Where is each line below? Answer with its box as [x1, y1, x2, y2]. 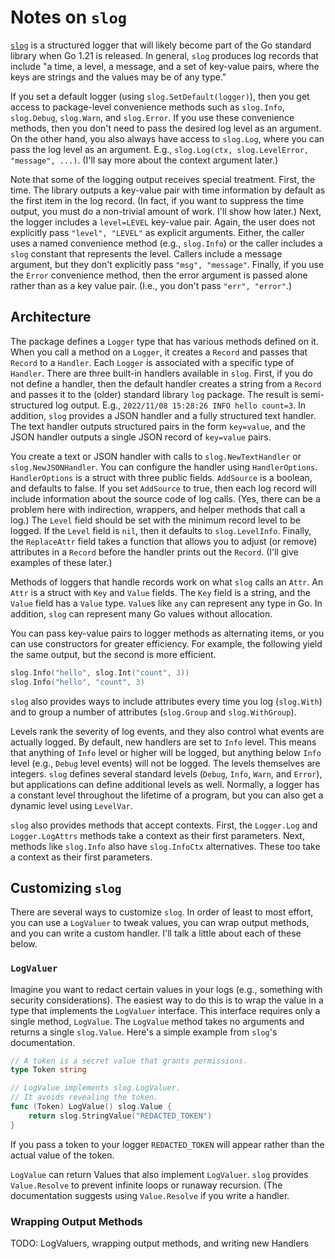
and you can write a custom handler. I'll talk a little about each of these [10, 927, 302, 940]
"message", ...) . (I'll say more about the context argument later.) [10, 154, 279, 166]
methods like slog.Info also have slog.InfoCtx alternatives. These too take [10, 840, 321, 852]
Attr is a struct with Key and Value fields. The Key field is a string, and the [10, 586, 311, 598]
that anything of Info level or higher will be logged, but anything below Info [10, 746, 322, 758]
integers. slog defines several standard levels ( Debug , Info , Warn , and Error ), [10, 767, 323, 780]
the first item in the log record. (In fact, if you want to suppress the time [10, 194, 305, 206]
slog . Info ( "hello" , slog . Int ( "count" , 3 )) [10, 667, 190, 678]
